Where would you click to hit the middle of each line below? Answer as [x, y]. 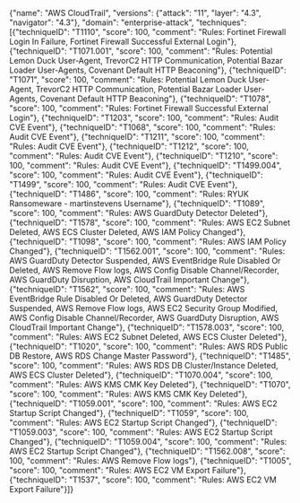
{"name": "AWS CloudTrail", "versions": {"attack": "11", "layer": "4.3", [135, 13]
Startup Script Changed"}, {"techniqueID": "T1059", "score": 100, [129, 413]
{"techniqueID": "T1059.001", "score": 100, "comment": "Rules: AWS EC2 [143, 403]
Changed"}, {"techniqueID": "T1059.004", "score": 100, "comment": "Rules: [148, 442]
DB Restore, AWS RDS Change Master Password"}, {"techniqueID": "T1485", [150, 356]
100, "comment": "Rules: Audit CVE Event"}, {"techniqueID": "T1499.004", [146, 165]
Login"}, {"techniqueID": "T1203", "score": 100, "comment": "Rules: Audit [144, 117]
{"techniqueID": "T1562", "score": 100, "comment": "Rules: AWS [127, 289]
